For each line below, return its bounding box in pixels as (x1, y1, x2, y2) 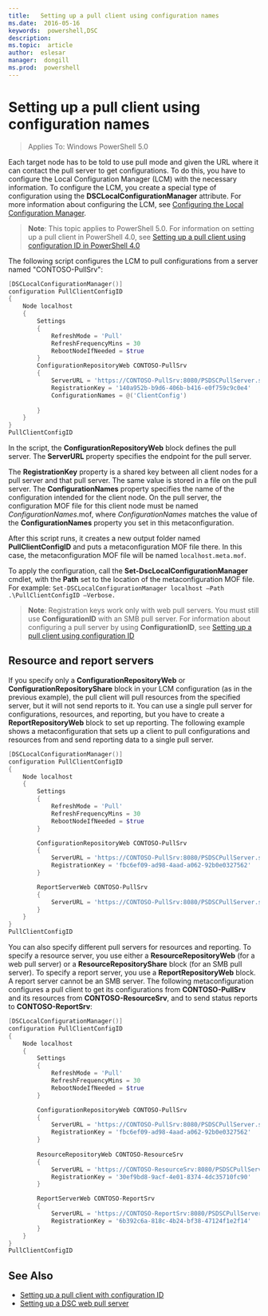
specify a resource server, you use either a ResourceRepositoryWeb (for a (8, 951, 255, 960)
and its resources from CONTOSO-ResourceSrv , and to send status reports (8, 993, 258, 1003)
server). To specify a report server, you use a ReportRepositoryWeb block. (8, 968, 257, 977)
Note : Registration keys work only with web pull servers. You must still (27, 605, 259, 616)
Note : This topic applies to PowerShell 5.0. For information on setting (27, 223, 254, 233)
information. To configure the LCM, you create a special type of (8, 182, 217, 192)
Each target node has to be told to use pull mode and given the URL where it (8, 157, 259, 166)
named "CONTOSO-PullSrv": (8, 265, 104, 274)
